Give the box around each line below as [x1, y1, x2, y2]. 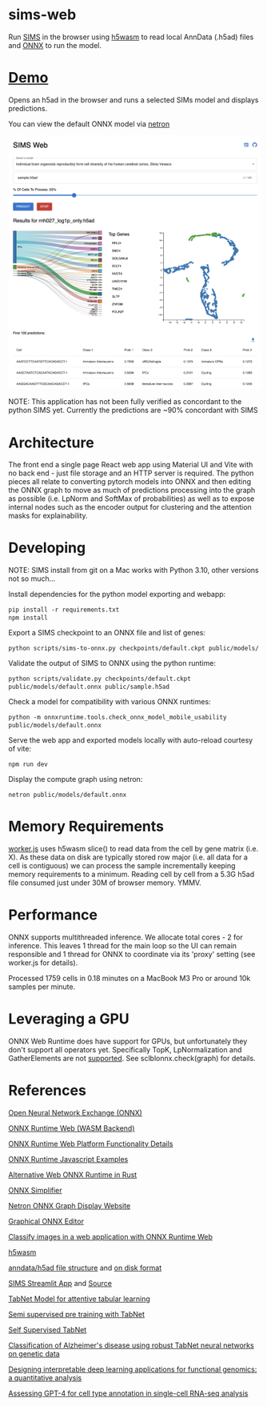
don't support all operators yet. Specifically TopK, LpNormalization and [8, 1045, 242, 1055]
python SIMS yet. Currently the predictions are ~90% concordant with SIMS [8, 406, 258, 415]
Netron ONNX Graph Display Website [8, 1200, 131, 1210]
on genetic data [8, 1348, 60, 1358]
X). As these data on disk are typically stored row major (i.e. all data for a [8, 852, 248, 862]
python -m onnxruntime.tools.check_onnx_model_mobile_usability [8, 714, 227, 722]
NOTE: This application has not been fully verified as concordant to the [8, 397, 242, 407]
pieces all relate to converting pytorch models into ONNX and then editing [8, 477, 252, 487]
